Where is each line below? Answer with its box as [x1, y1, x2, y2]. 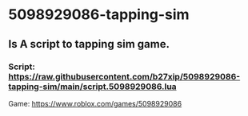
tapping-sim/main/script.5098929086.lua [8, 81, 178, 92]
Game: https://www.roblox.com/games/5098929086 [8, 99, 182, 108]
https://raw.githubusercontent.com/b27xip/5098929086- [8, 71, 241, 82]
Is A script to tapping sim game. [8, 37, 170, 51]
